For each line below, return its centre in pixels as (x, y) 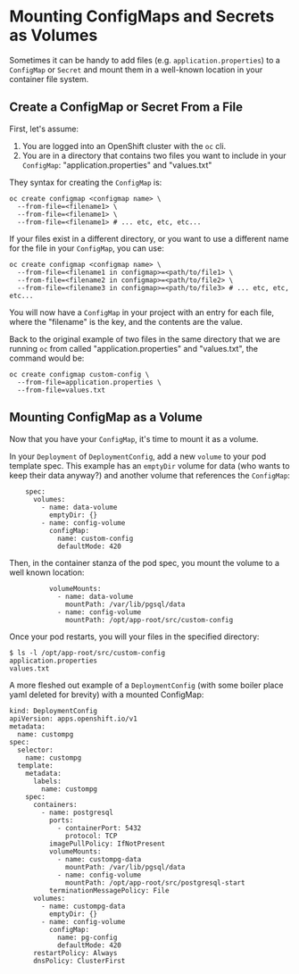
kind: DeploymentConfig (54, 711)
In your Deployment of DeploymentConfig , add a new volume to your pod (138, 456)
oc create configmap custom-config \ (79, 374)
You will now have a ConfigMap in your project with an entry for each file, (142, 312)
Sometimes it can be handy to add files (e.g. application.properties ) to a (145, 60)
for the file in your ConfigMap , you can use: (87, 248)
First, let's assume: (44, 129)
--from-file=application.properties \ (90, 382)
